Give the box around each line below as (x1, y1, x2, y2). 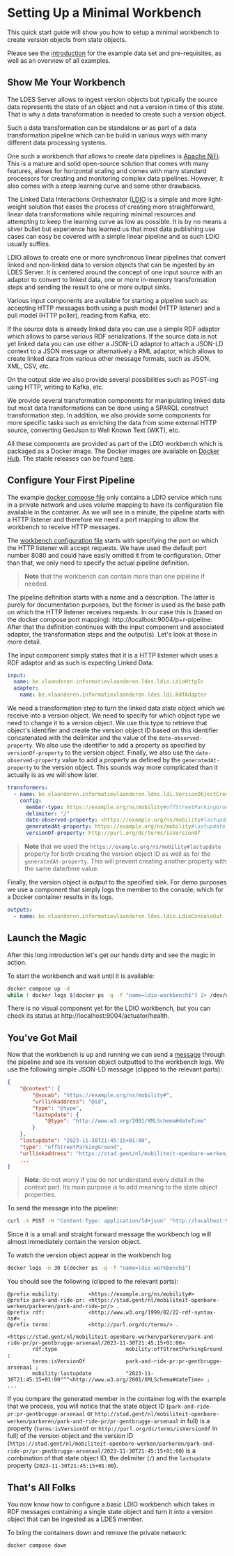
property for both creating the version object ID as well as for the (24, 850, 211, 858)
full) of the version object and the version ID (7, 1432, 134, 1440)
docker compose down (7, 1542, 68, 1549)
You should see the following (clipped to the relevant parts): (7, 1277, 179, 1286)
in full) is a (180, 1417, 210, 1425)
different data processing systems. (7, 138, 107, 147)
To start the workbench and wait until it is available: (7, 972, 155, 980)
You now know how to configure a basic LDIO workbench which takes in (7, 1500, 215, 1509)
